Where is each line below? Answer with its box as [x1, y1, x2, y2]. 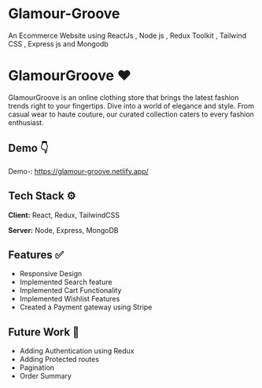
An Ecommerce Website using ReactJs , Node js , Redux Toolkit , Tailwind [8, 31, 247, 40]
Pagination [19, 363, 55, 372]
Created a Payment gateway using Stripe [19, 302, 153, 312]
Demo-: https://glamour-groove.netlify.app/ [8, 166, 149, 176]
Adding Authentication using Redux [19, 346, 135, 356]
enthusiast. [8, 117, 45, 127]
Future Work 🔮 [8, 325, 80, 338]
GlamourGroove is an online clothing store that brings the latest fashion [8, 92, 239, 102]
